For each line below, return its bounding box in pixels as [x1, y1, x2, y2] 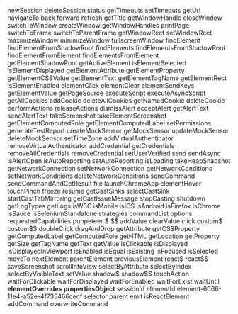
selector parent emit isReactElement [84, 292, 190, 301]
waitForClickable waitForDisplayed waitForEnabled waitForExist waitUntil [7, 277, 220, 286]
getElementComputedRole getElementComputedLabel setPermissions [7, 119, 212, 127]
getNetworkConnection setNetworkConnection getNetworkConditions [7, 164, 212, 172]
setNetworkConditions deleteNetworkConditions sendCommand [7, 172, 195, 180]
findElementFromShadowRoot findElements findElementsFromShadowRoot [7, 44, 226, 52]
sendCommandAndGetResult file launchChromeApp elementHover [7, 179, 202, 187]
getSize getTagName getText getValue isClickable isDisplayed [7, 240, 188, 247]
